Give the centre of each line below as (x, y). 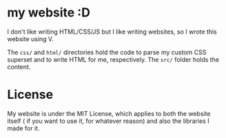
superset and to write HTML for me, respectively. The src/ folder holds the (113, 59)
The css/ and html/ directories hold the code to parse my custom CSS (107, 52)
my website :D (49, 13)
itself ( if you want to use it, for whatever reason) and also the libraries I (108, 121)
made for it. (23, 128)
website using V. (30, 38)
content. (19, 67)
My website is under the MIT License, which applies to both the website (109, 113)
